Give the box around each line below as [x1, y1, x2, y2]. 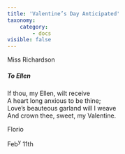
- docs [32, 29, 52, 37]
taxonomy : [7, 17, 36, 24]
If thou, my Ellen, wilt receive [7, 89, 91, 98]
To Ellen [7, 71, 31, 80]
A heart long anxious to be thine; [7, 97, 101, 105]
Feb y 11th [7, 139, 34, 148]
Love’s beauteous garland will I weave [7, 104, 117, 113]
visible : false [7, 36, 52, 43]
